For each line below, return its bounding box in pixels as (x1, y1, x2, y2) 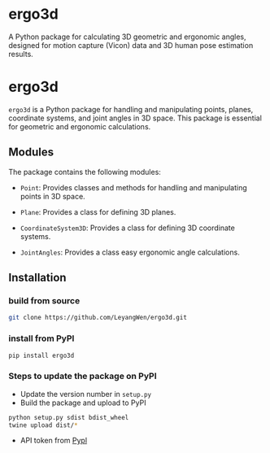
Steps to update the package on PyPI (8, 371, 157, 382)
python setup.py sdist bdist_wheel (8, 413, 129, 421)
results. (8, 49, 34, 59)
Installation (8, 271, 67, 285)
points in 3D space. (20, 191, 85, 201)
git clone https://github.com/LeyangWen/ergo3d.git (8, 314, 187, 322)
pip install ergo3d (8, 351, 75, 359)
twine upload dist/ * (8, 420, 79, 429)
